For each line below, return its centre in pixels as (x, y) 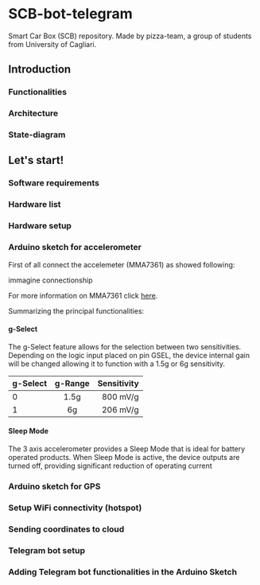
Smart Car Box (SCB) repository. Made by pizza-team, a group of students (130, 36)
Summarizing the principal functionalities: (76, 310)
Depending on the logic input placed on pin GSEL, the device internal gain (129, 355)
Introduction (40, 70)
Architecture (33, 114)
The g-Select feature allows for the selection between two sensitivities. (125, 346)
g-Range (72, 383)
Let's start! (36, 160)
